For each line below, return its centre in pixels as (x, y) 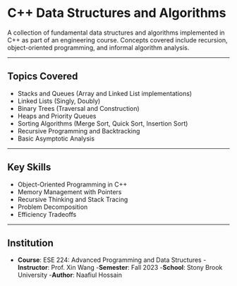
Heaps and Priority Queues (57, 116)
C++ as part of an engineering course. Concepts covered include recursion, (117, 40)
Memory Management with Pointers (69, 191)
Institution (31, 243)
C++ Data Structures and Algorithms (117, 13)
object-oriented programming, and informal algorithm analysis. (98, 47)
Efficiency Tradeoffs (47, 214)
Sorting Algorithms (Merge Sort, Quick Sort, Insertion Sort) (103, 123)
